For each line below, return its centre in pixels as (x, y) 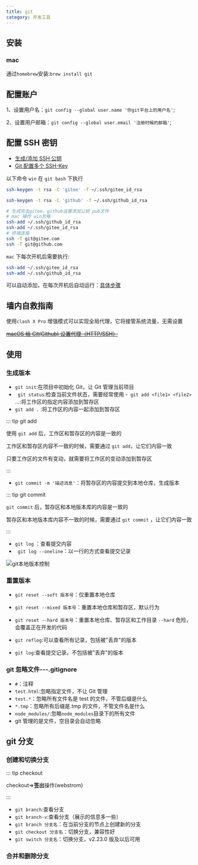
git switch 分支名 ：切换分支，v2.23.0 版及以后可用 (77, 839)
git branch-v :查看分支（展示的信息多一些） (68, 817)
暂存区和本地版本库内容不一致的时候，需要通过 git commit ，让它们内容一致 (99, 519)
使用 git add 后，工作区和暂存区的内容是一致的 (64, 433)
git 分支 (20, 741)
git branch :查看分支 (39, 810)
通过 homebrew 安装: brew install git (49, 74)
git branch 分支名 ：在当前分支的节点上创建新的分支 (78, 825)
